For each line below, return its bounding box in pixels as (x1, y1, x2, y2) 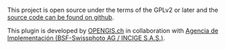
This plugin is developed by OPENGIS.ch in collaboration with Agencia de (7, 27, 219, 35)
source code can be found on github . (7, 13, 114, 21)
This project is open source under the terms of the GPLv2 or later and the (7, 6, 218, 14)
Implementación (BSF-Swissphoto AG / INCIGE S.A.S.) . (7, 34, 166, 42)
